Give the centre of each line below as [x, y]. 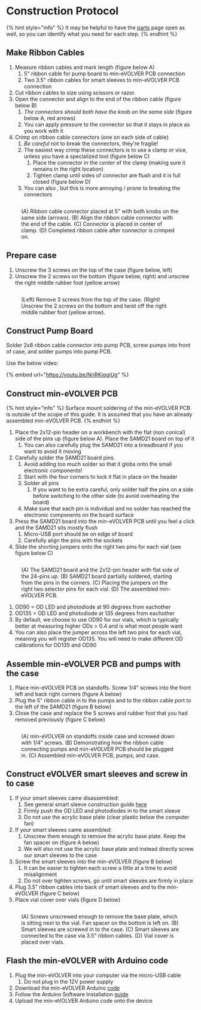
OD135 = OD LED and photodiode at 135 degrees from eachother [95, 613]
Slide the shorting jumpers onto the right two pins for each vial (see [98, 547]
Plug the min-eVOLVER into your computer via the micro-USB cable [98, 975]
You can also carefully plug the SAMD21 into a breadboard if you [103, 445]
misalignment [40, 874]
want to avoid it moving [53, 451]
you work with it [44, 130]
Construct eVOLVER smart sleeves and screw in [97, 774]
